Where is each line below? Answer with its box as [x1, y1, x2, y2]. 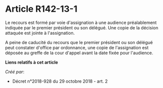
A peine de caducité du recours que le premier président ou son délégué [5, 39, 153, 45]
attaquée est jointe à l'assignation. [5, 30, 75, 36]
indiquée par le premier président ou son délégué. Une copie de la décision [5, 24, 159, 30]
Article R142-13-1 [5, 3, 78, 15]
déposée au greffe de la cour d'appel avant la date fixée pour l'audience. [5, 50, 153, 56]
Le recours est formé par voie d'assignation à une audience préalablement [5, 20, 157, 25]
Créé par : [5, 68, 25, 74]
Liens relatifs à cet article [5, 59, 58, 65]
